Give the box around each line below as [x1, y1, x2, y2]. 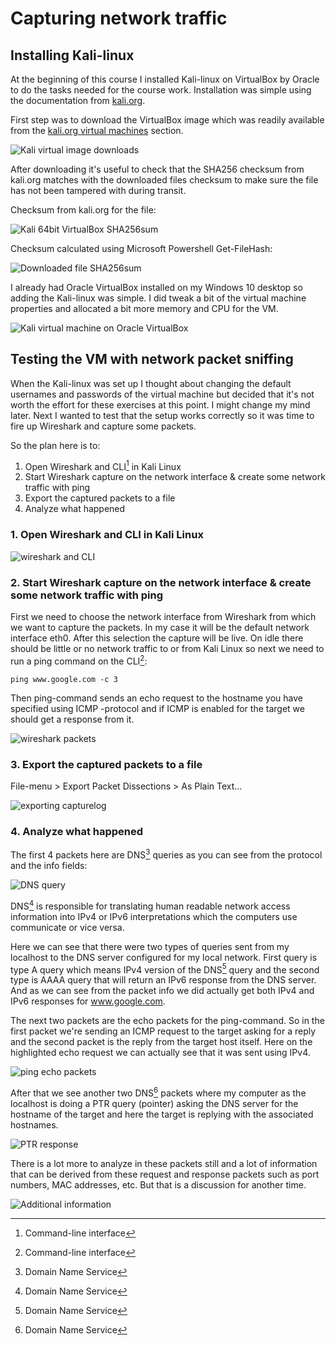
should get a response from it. [10, 713, 135, 725]
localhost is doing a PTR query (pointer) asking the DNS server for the [10, 1097, 299, 1109]
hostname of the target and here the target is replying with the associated [10, 1108, 314, 1120]
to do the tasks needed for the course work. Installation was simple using [10, 84, 312, 96]
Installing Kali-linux [10, 47, 135, 64]
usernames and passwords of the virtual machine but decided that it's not [10, 388, 315, 400]
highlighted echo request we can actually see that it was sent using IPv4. [10, 1047, 311, 1059]
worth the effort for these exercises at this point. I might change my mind [10, 398, 311, 411]
